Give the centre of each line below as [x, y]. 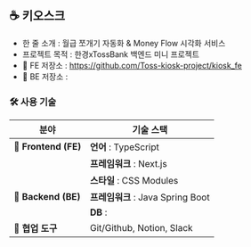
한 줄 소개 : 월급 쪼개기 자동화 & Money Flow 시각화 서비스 [124, 43]
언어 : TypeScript [125, 147]
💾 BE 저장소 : [45, 76]
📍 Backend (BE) [47, 197]
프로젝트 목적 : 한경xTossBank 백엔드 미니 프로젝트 [111, 54]
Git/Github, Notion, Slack [141, 228]
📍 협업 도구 [36, 228]
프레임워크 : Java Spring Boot [150, 197]
